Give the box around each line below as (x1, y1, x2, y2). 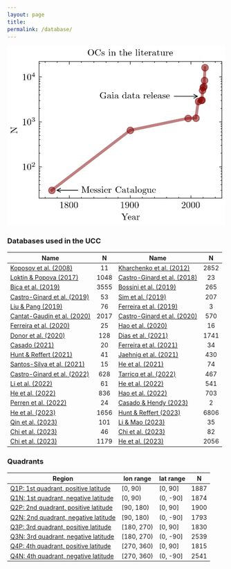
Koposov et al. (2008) (10, 263, 73, 272)
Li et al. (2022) (10, 379, 53, 387)
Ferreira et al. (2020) (10, 322, 71, 330)
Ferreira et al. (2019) (118, 302, 178, 310)
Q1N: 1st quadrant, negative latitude (10, 494, 114, 502)
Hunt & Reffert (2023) (118, 408, 181, 417)
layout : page (7, 11, 45, 18)
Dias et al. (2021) (118, 331, 168, 340)
